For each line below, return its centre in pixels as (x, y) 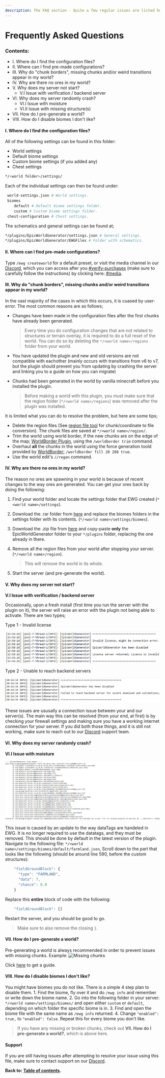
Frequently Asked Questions (65, 35)
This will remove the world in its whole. (64, 563)
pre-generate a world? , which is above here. (63, 1034)
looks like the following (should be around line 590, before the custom (76, 854)
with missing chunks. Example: (36, 955)
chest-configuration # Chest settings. (48, 216)
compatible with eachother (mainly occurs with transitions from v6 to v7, (85, 361)
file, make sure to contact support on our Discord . (55, 1061)
